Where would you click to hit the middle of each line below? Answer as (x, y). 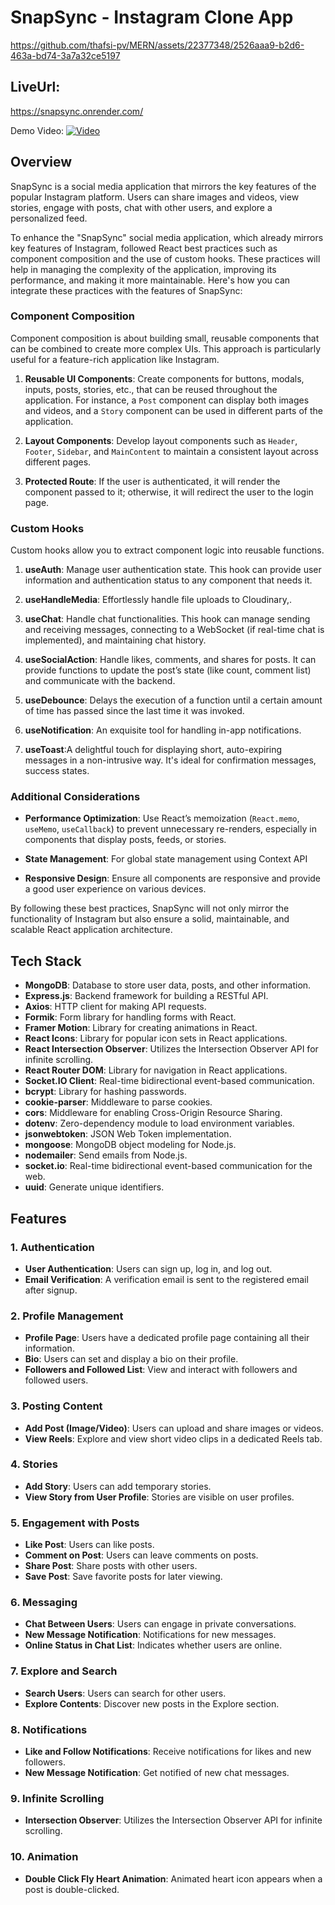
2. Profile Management (67, 1316)
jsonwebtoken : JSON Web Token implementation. (128, 1134)
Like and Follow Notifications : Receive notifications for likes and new (168, 1752)
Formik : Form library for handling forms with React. (130, 1017)
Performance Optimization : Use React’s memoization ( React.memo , (162, 818)
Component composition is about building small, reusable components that (165, 338)
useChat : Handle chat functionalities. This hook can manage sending (167, 619)
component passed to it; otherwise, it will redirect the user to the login (169, 492)
